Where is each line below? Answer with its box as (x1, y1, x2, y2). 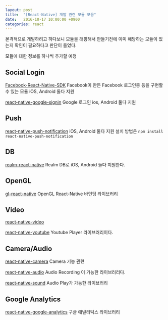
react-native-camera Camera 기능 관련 (5, 258, 85, 264)
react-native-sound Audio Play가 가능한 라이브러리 (5, 280, 108, 286)
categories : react (5, 21, 44, 27)
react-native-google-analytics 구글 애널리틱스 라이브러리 (5, 309, 120, 315)
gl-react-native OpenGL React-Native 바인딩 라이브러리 (5, 191, 118, 197)
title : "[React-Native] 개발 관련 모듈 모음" (5, 12, 96, 17)
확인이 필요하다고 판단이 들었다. (14, 42, 77, 49)
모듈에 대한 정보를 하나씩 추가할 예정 (5, 53, 77, 59)
